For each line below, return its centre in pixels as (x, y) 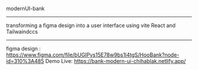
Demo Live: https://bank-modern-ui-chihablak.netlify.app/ (115, 61)
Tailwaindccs (22, 31)
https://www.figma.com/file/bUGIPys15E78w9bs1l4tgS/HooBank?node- (93, 55)
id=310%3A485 (25, 61)
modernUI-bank (26, 9)
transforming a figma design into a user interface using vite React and (91, 25)
